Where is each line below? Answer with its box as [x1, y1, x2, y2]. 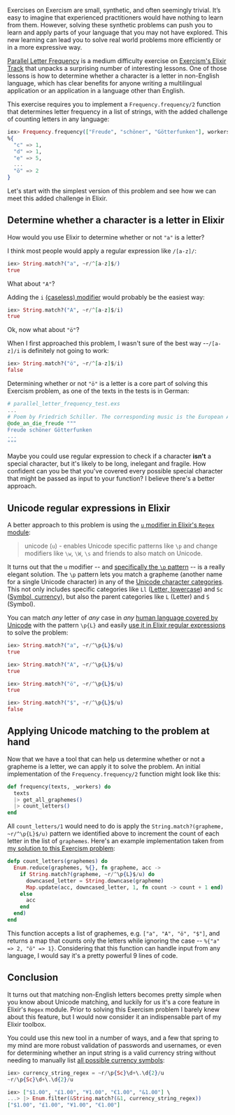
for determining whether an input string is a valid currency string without [7, 1048, 216, 1057]
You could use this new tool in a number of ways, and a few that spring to [7, 1033, 219, 1042]
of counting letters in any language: [7, 115, 110, 123]
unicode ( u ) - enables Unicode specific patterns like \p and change [24, 542, 218, 550]
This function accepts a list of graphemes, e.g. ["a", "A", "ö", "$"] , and [7, 929, 220, 937]
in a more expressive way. [7, 43, 83, 51]
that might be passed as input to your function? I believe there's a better [7, 474, 215, 483]
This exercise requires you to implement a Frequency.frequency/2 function [7, 100, 221, 108]
